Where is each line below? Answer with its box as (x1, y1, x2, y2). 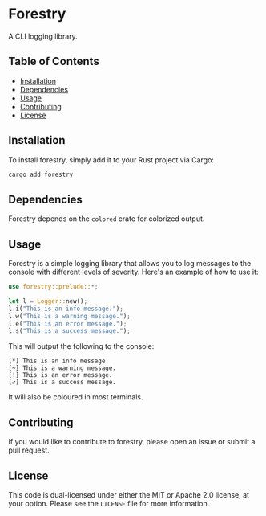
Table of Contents (8, 55, 100, 68)
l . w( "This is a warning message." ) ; (8, 312, 131, 320)
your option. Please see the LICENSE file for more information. (8, 498, 210, 508)
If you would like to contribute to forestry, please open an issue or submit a (8, 437, 256, 447)
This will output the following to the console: (8, 342, 155, 351)
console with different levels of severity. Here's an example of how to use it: (8, 267, 259, 277)
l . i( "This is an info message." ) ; (8, 305, 124, 313)
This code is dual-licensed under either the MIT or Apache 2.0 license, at (8, 489, 250, 499)
